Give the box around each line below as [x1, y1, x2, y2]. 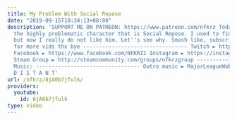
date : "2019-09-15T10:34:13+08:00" [7, 17, 112, 24]
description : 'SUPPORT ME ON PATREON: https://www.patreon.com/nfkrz [7, 23, 217, 30]
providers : [7, 83, 39, 90]
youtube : [13, 89, 39, 96]
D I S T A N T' [13, 69, 59, 76]
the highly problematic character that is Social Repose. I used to [13, 30, 219, 37]
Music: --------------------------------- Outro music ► [13, 63, 185, 70]
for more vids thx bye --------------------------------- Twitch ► [13, 43, 217, 50]
